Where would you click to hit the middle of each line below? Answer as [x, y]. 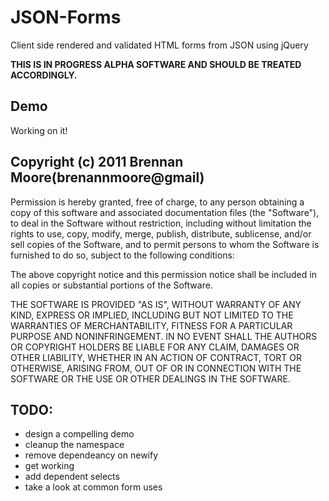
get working [49, 466]
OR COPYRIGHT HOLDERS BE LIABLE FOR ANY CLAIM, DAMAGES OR [155, 347]
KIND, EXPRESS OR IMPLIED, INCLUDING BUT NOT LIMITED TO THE [152, 315]
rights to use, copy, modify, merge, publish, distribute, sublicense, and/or [161, 233]
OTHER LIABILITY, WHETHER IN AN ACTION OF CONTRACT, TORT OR [156, 357]
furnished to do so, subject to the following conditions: [122, 255]
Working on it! [39, 130]
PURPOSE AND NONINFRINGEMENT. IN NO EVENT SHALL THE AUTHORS [164, 336]
